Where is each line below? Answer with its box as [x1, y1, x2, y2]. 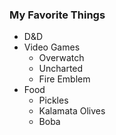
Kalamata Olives [38, 105, 106, 117]
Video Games [23, 41, 81, 53]
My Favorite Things [9, 8, 106, 22]
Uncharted [38, 63, 84, 75]
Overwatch [38, 52, 85, 64]
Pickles [38, 94, 69, 107]
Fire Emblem [38, 73, 91, 85]
